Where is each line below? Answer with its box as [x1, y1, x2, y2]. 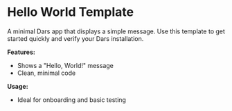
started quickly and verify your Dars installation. [7, 34, 144, 42]
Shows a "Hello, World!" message [17, 61, 114, 69]
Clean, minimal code [17, 69, 76, 77]
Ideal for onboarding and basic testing [17, 95, 127, 104]
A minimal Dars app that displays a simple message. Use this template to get [7, 27, 225, 35]
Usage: [7, 82, 29, 90]
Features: [7, 48, 36, 56]
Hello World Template [7, 4, 134, 20]
